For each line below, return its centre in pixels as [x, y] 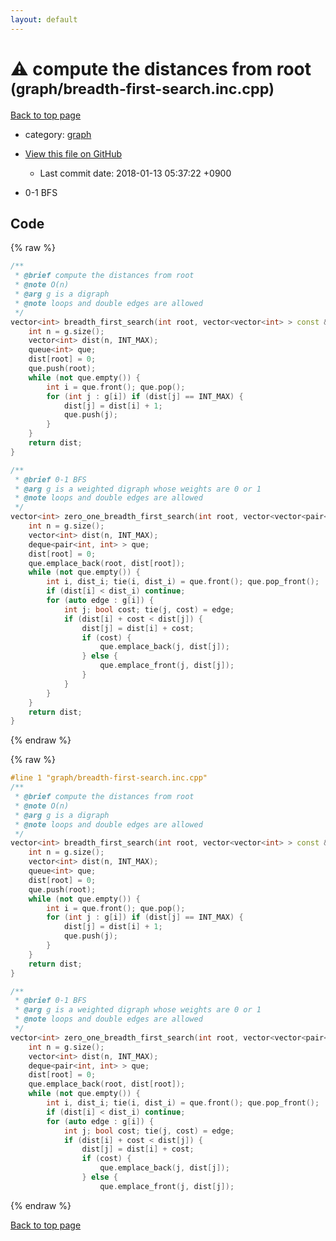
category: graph [58, 134]
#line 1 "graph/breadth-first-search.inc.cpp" [109, 778]
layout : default [44, 19]
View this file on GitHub [73, 153]
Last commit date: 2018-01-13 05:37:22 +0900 [135, 173]
